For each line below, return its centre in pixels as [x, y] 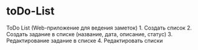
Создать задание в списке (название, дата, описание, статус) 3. [89, 34]
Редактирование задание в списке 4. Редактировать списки [85, 40]
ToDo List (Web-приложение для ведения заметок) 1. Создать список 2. [99, 28]
